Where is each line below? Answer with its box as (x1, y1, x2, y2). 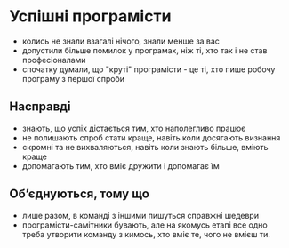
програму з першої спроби (21, 73, 125, 84)
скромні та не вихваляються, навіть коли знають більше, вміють (21, 141, 269, 152)
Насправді (9, 100, 71, 115)
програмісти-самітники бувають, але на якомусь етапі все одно (21, 220, 269, 230)
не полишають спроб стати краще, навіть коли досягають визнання (21, 132, 281, 143)
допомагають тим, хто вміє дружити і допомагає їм (21, 160, 220, 171)
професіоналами (21, 54, 86, 65)
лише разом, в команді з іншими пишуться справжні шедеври (21, 210, 260, 220)
